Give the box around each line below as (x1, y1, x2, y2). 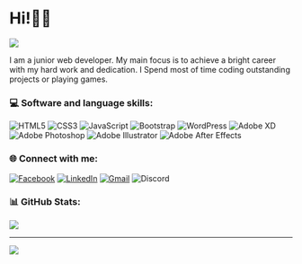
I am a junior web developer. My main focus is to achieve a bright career (9, 54, 277, 66)
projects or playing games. (9, 74, 108, 84)
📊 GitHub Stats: (9, 196, 81, 208)
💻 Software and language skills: (9, 96, 154, 109)
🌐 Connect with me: (9, 153, 99, 165)
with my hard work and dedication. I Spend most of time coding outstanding (9, 64, 290, 75)
